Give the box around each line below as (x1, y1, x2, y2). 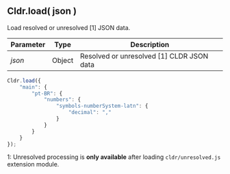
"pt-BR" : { (31, 90, 63, 97)
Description (130, 40, 170, 49)
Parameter (10, 40, 46, 49)
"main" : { (19, 83, 48, 91)
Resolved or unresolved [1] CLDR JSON (79, 51, 209, 61)
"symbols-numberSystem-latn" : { (55, 102, 149, 110)
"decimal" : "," (68, 109, 112, 116)
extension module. (7, 160, 60, 169)
